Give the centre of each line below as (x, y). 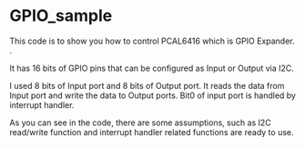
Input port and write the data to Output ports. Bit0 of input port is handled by (152, 95)
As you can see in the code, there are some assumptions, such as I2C (140, 122)
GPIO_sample (61, 16)
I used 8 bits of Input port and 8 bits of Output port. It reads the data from (147, 85)
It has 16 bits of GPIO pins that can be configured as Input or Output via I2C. (152, 68)
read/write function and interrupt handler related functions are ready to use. (152, 132)
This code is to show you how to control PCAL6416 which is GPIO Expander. (152, 41)
